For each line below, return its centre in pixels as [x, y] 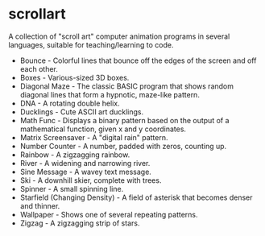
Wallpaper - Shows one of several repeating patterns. [109, 214]
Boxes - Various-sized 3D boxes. [75, 77]
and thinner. [40, 205]
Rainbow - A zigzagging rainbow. [75, 155]
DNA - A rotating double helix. [70, 103]
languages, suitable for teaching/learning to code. [91, 44]
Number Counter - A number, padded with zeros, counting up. [123, 146]
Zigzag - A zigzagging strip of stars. [80, 223]
